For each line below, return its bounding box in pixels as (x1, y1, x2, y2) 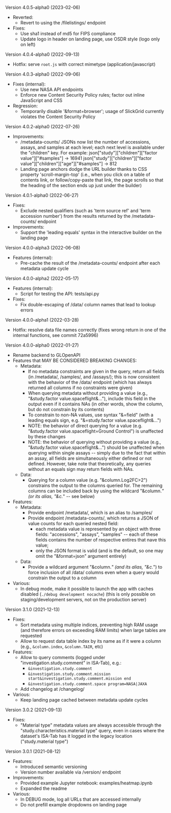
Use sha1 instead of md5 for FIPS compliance (20, 31, 116, 36)
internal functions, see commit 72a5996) (12, 332, 99, 338)
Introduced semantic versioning (20, 764, 87, 770)
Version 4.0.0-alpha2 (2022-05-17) (5, 276, 79, 281)
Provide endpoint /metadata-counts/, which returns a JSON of (28, 515, 159, 521)
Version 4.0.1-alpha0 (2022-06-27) (5, 192, 79, 198)
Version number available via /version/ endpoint (20, 769, 121, 775)
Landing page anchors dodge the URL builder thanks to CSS (20, 166, 148, 172)
